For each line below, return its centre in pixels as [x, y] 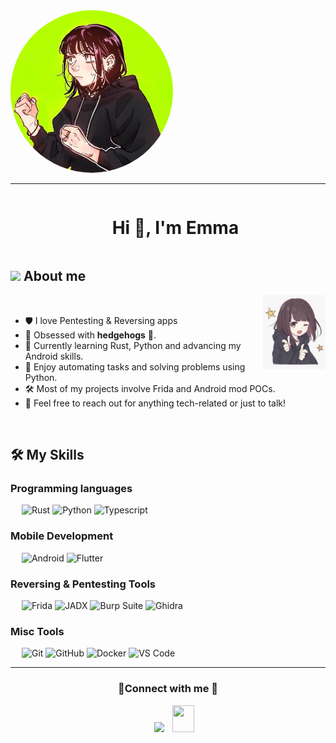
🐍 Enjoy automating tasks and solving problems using [135, 366]
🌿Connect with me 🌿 [168, 689]
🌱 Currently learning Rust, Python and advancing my [133, 345]
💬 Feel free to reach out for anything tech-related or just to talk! [155, 403]
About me [55, 276]
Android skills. [54, 356]
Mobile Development [62, 536]
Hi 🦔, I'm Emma [175, 228]
